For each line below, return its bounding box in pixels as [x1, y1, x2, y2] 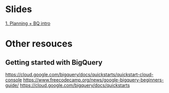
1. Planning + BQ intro [5, 20, 51, 26]
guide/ [5, 82, 19, 88]
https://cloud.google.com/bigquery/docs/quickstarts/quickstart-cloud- [5, 71, 154, 77]
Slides [5, 4, 32, 15]
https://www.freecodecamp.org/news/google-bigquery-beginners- [22, 77, 164, 83]
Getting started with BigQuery [5, 58, 103, 67]
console [5, 77, 22, 83]
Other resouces [5, 38, 73, 50]
